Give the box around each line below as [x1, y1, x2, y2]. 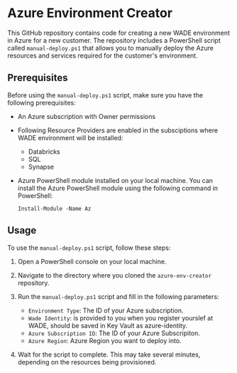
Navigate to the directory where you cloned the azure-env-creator [17, 270, 211, 279]
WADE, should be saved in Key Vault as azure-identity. [28, 321, 188, 330]
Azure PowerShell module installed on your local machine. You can [17, 176, 214, 184]
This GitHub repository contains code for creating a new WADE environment [7, 28, 231, 37]
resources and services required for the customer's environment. [7, 51, 198, 60]
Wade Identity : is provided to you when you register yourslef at [28, 313, 214, 322]
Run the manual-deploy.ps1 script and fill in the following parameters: [17, 292, 219, 300]
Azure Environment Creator [7, 5, 172, 21]
